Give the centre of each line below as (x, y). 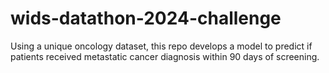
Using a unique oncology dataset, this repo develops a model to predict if (161, 46)
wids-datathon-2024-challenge (146, 18)
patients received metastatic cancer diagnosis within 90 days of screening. (165, 56)
